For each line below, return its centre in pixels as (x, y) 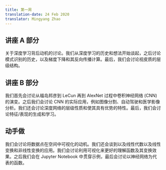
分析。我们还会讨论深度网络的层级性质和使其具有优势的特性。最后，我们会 (81, 108)
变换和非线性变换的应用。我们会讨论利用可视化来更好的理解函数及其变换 (79, 150)
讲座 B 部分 (22, 83)
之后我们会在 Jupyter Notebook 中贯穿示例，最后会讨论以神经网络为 (83, 156)
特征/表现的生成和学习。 (34, 114)
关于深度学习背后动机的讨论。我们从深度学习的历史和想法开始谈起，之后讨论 (83, 53)
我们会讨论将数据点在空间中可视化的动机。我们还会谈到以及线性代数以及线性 (83, 144)
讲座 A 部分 (22, 40)
